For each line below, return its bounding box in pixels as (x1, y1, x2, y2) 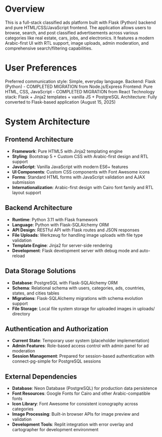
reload (12, 253, 25, 259)
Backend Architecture (5, 204, 73, 212)
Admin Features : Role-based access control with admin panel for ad (12, 343, 149, 349)
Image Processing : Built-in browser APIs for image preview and (12, 411, 139, 417)
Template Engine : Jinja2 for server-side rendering (12, 242, 113, 248)
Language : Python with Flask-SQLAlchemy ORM (12, 222, 109, 227)
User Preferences (5, 62, 77, 73)
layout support (12, 190, 41, 195)
